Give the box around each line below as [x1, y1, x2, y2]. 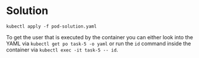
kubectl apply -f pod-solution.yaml [6, 23, 97, 29]
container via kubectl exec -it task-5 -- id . [6, 46, 118, 53]
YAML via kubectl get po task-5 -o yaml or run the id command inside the [6, 40, 191, 47]
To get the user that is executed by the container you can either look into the [6, 33, 193, 40]
